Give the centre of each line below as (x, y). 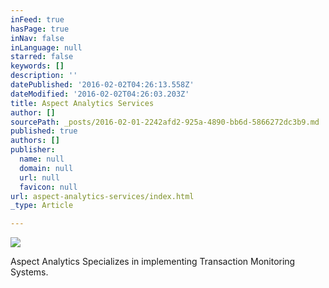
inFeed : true (37, 19)
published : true (44, 131)
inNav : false (37, 38)
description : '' (44, 76)
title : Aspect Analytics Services (82, 103)
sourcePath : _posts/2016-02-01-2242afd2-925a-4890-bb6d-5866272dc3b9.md (165, 122)
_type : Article (42, 206)
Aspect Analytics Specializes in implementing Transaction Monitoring (153, 262)
